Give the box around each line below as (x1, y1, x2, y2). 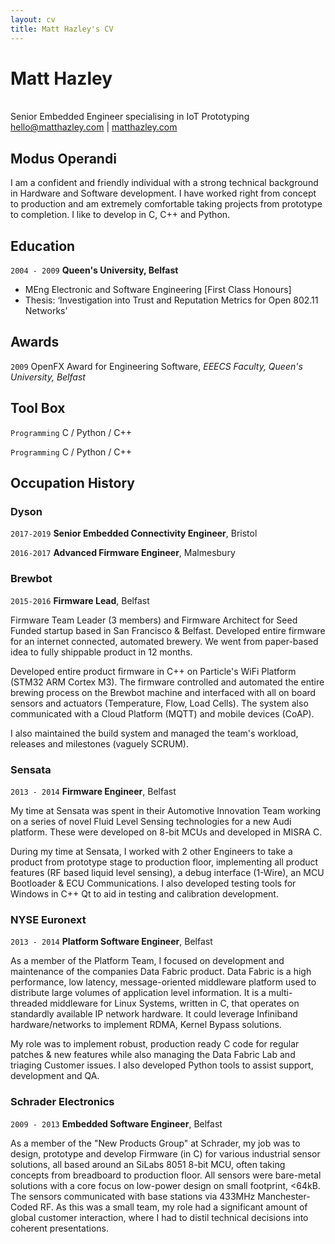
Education (10, 237, 76, 255)
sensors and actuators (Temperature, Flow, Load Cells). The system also (10, 697, 309, 709)
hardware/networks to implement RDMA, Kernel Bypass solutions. (10, 1019, 282, 1031)
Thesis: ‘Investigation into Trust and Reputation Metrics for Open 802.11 (24, 294, 319, 306)
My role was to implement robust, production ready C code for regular (10, 1038, 300, 1050)
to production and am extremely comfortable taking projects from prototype (10, 198, 323, 210)
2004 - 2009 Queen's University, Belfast (10, 264, 179, 276)
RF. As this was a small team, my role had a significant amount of (39, 1201, 308, 1213)
